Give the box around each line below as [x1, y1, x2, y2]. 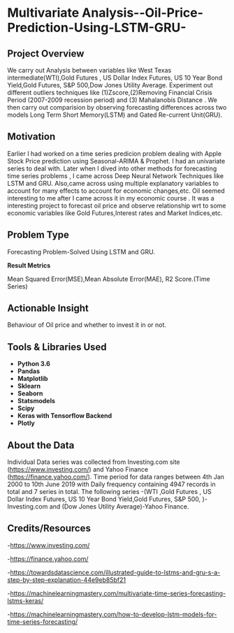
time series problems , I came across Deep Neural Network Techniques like [7, 171, 224, 180]
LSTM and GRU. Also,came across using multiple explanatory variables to [7, 179, 219, 187]
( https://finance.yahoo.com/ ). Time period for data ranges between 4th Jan [7, 473, 225, 481]
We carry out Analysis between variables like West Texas [7, 66, 172, 74]
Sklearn [17, 382, 41, 391]
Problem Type [7, 229, 70, 241]
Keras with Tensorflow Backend [17, 412, 112, 420]
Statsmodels [17, 397, 56, 405]
